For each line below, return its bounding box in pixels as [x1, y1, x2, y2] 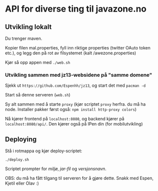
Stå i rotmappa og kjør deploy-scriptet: [5, 148, 82, 154]
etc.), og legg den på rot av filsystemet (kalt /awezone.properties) [5, 50, 137, 56]
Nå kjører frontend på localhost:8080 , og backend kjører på [5, 116, 125, 122]
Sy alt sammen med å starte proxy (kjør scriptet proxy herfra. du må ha [5, 101, 146, 107]
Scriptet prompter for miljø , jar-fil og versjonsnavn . [5, 166, 107, 172]
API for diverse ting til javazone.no [5, 3, 147, 15]
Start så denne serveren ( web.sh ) [5, 92, 71, 98]
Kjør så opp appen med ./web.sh [5, 60, 70, 65]
